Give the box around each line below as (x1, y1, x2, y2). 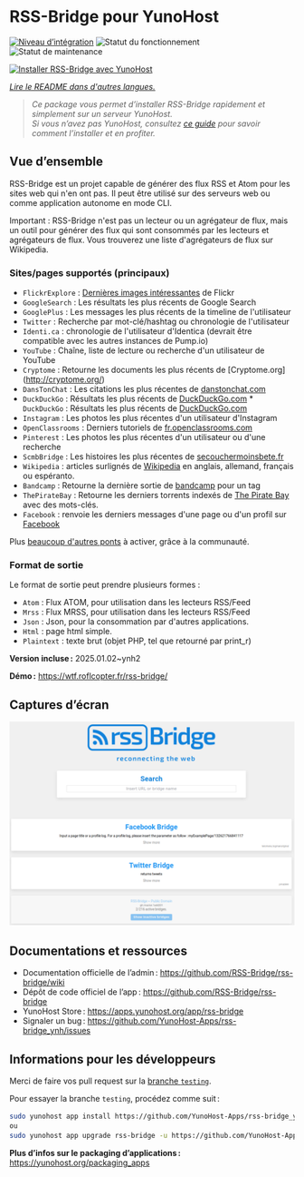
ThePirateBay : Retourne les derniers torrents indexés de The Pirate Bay (22, 490, 290, 501)
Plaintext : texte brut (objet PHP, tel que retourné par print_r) (22, 635, 252, 646)
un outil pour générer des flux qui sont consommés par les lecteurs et (9, 224, 270, 235)
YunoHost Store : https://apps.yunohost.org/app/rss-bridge (22, 1005, 244, 1017)
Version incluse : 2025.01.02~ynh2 (9, 653, 141, 664)
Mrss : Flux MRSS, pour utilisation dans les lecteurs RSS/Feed (22, 606, 251, 618)
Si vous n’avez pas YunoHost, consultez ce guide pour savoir (31, 118, 261, 129)
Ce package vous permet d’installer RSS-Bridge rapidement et (31, 98, 265, 110)
